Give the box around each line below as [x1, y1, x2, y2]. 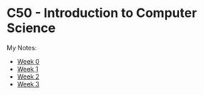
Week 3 [16, 79, 40, 88]
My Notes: [6, 43, 37, 52]
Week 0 [16, 57, 40, 65]
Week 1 [16, 65, 38, 73]
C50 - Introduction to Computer [6, 5, 197, 21]
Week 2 [16, 72, 40, 81]
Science [6, 20, 56, 36]
